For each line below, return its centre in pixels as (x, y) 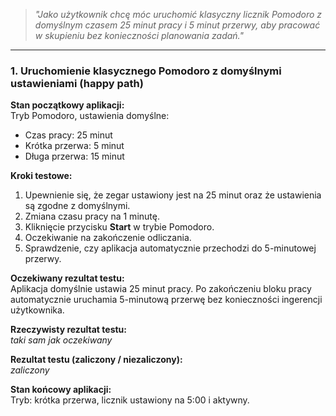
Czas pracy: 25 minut (68, 135)
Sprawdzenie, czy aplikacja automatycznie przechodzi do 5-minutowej (170, 248)
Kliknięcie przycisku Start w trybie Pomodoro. (119, 227)
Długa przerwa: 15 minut (74, 156)
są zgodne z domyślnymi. (77, 206)
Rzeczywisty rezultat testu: (68, 330)
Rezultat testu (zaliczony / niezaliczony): (96, 360)
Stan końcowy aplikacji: (61, 390)
